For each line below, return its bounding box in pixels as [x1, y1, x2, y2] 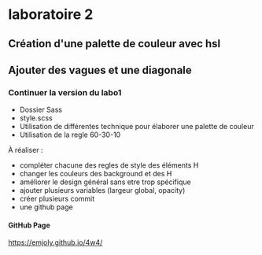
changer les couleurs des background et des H [19, 169, 172, 179]
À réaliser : [8, 146, 43, 155]
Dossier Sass [19, 105, 63, 115]
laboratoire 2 [8, 6, 94, 24]
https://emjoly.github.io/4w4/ [8, 238, 103, 247]
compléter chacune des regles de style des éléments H [19, 161, 199, 170]
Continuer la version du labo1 [8, 87, 122, 98]
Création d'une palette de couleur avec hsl [8, 37, 221, 50]
